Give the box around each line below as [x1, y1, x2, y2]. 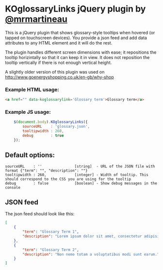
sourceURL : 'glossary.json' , [22, 124, 90, 129]
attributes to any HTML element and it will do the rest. [5, 40, 113, 45]
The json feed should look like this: [5, 211, 75, 217]
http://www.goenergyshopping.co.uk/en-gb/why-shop [5, 74, 114, 80]
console [5, 185, 21, 190]
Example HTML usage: [5, 86, 60, 93]
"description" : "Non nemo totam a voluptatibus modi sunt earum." [22, 252, 160, 257]
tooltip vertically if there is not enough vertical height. [5, 60, 112, 65]
